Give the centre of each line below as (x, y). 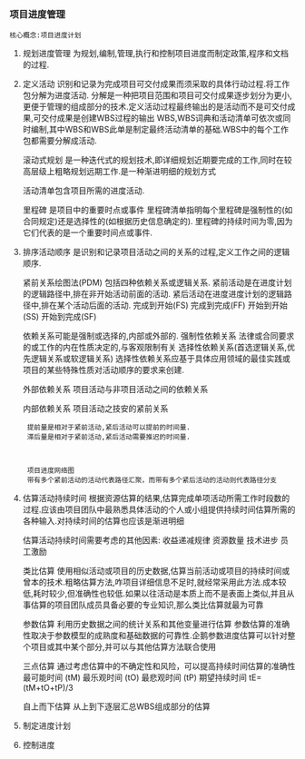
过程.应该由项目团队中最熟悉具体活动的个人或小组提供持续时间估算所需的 (159, 509)
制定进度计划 (46, 726)
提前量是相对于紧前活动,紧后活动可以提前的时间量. (108, 428)
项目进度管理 (38, 14)
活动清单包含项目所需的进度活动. (84, 191)
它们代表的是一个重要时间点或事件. (87, 232)
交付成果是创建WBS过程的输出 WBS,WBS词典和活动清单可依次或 (162, 118)
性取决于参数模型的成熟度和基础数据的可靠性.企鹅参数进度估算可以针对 (155, 636)
